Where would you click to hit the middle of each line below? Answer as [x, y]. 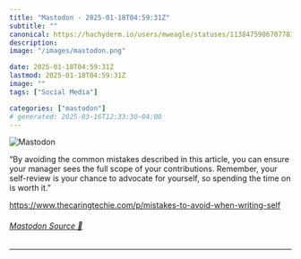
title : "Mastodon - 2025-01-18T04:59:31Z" [90, 17]
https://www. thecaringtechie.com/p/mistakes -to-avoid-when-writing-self [145, 205]
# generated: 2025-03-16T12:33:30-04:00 [86, 117]
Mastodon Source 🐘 [46, 226]
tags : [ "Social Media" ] [54, 92]
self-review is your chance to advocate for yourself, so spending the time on [150, 178]
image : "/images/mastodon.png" [68, 51]
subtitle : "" [34, 26]
